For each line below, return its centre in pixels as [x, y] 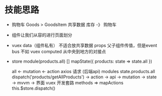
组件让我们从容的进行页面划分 [42, 35]
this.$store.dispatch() [33, 88]
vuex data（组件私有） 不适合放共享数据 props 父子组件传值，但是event [84, 45]
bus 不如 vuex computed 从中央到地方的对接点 [59, 51]
